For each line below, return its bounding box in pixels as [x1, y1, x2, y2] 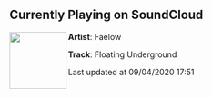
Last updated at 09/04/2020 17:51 [67, 66, 195, 77]
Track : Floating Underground [67, 49, 177, 60]
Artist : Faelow [67, 31, 122, 42]
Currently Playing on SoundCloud [9, 7, 204, 23]
